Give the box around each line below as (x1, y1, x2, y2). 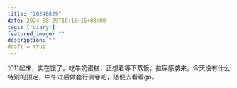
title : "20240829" (7, 10, 62, 18)
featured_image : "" (7, 30, 65, 38)
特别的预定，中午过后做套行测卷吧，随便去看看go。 (7, 72, 158, 81)
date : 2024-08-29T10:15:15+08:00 (7, 17, 106, 24)
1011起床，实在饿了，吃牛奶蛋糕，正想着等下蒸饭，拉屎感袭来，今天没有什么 (7, 64, 231, 72)
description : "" (7, 37, 55, 44)
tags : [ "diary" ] (7, 23, 55, 31)
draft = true (7, 43, 46, 50)
